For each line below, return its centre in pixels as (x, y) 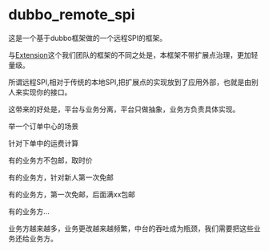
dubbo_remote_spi (72, 15)
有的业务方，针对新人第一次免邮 (61, 177)
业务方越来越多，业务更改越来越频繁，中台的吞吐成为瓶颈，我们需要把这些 (131, 228)
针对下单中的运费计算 (43, 143)
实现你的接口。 (47, 92)
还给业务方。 (36, 238)
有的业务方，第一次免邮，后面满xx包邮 (72, 194)
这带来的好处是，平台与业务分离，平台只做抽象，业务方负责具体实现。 (124, 109)
